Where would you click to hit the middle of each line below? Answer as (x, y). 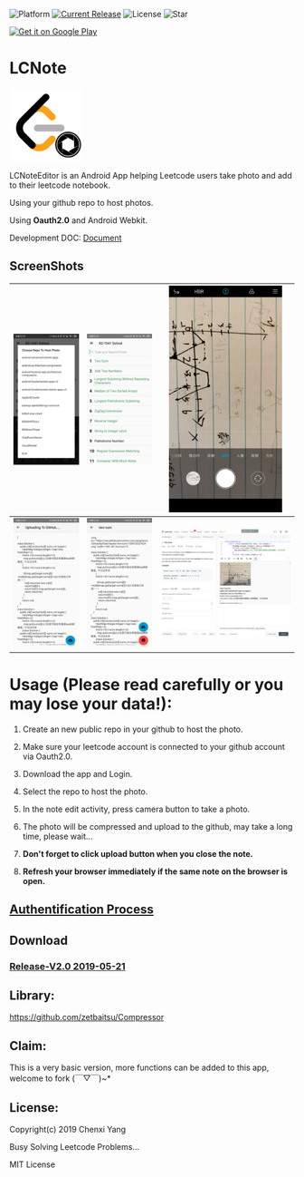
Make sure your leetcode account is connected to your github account (153, 746)
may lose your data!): (91, 704)
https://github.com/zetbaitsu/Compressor (87, 1017)
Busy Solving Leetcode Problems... (75, 1147)
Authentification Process (81, 910)
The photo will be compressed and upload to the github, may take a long (157, 826)
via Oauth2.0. (47, 756)
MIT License (33, 1164)
